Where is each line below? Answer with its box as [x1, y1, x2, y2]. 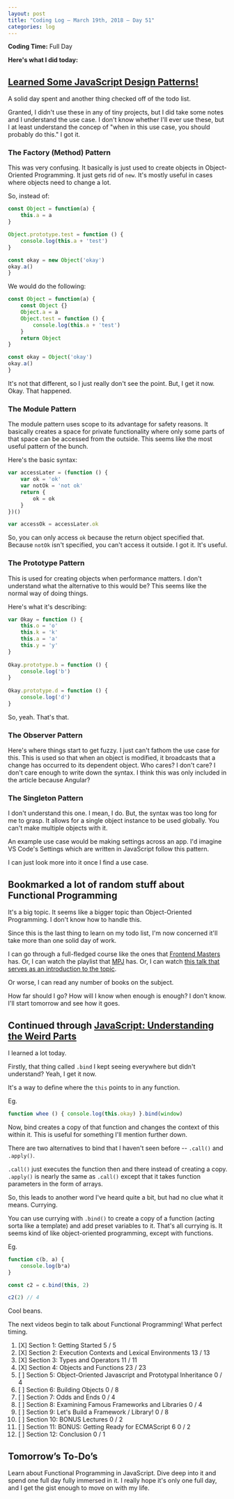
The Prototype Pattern [8, 558, 85, 568]
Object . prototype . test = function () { [8, 231, 124, 238]
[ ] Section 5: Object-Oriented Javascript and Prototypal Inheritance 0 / [17, 1371, 222, 1379]
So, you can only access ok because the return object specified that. [8, 533, 205, 542]
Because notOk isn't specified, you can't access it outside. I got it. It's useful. [8, 541, 228, 549]
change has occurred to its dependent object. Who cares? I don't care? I [8, 761, 216, 770]
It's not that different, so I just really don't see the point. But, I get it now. [8, 379, 215, 387]
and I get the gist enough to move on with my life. [8, 1484, 150, 1492]
